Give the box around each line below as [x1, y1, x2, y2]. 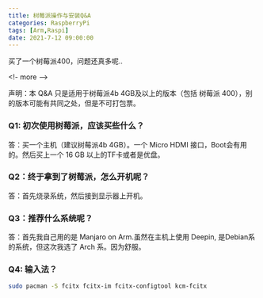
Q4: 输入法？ [8, 264, 58, 275]
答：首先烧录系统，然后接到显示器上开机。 [8, 191, 147, 201]
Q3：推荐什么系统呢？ [8, 212, 93, 223]
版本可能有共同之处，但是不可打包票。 [14, 98, 140, 108]
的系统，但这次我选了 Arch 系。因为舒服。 [8, 243, 146, 252]
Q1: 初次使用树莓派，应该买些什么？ [8, 120, 145, 132]
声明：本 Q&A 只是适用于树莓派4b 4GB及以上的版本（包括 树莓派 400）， [8, 89, 246, 98]
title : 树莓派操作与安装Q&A [8, 11, 91, 20]
